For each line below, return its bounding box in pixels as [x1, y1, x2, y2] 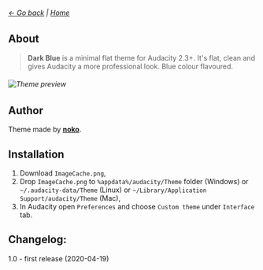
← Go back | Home [8, 8, 70, 17]
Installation [8, 147, 65, 161]
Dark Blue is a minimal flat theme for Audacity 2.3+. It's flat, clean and [27, 53, 256, 62]
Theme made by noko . [8, 124, 82, 135]
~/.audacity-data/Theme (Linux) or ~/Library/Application [19, 185, 207, 194]
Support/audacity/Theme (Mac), [19, 194, 120, 203]
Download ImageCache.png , [19, 168, 106, 178]
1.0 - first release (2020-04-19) [8, 253, 109, 263]
